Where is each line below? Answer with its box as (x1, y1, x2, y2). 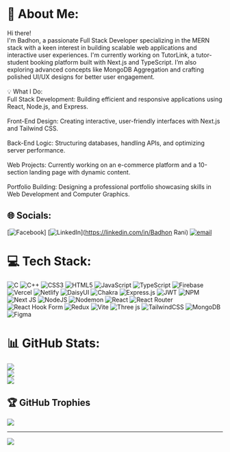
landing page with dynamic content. (29, 168, 131, 176)
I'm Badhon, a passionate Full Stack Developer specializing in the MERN (7, 36, 210, 44)
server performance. (7, 146, 66, 154)
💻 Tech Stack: (7, 253, 92, 269)
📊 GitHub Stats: (7, 335, 101, 351)
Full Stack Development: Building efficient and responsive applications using (7, 95, 222, 103)
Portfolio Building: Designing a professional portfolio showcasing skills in (7, 182, 212, 191)
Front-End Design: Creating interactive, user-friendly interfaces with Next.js (7, 117, 220, 125)
